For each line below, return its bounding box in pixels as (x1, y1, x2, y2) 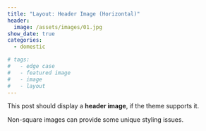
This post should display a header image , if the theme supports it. (7, 102, 200, 110)
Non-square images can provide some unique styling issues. (7, 115, 184, 124)
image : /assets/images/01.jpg (13, 23, 102, 30)
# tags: (7, 56, 30, 64)
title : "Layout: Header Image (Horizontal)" (7, 10, 140, 18)
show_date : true (7, 30, 55, 38)
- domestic (13, 43, 46, 50)
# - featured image (7, 69, 71, 76)
